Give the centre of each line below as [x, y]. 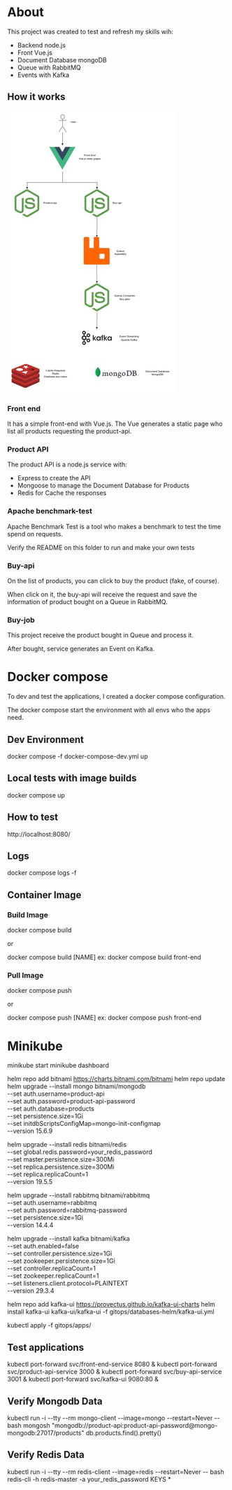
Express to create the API [54, 478]
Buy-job [21, 620]
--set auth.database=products [51, 1109]
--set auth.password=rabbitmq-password [67, 1210]
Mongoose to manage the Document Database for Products [103, 486]
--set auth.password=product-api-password [71, 1101]
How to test [32, 817]
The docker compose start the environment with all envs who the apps [109, 710]
